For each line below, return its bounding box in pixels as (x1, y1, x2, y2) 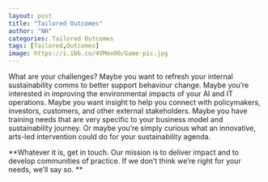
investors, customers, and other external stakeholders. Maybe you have (8, 106, 248, 116)
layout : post (8, 11, 53, 20)
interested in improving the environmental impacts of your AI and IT (8, 89, 233, 98)
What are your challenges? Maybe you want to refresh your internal (8, 72, 233, 81)
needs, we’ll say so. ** (8, 165, 83, 174)
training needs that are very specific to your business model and (8, 115, 223, 124)
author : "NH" (8, 27, 53, 35)
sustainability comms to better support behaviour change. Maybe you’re (8, 80, 249, 90)
